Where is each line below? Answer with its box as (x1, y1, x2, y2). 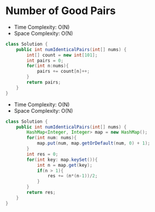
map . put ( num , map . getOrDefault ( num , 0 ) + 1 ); (36, 140, 150, 146)
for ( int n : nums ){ (26, 63, 69, 69)
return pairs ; (26, 79, 61, 86)
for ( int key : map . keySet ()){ (26, 157, 98, 163)
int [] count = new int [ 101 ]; (26, 52, 98, 58)
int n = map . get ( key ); (36, 162, 93, 168)
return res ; (26, 190, 56, 196)
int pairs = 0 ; (26, 58, 64, 63)
